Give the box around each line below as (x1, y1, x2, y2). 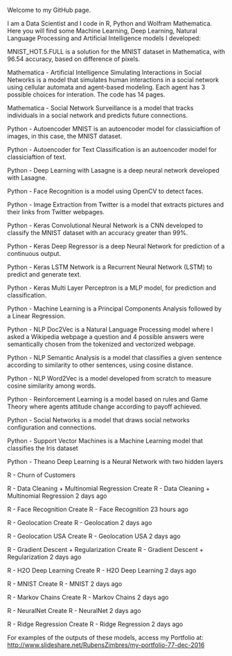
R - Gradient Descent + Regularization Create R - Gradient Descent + (7, 546, 204, 553)
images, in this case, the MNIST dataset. (7, 132, 123, 140)
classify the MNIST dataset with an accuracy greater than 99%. (7, 229, 188, 236)
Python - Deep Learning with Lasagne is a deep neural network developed (7, 166, 220, 174)
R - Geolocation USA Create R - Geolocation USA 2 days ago (7, 532, 181, 540)
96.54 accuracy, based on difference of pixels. (7, 55, 141, 63)
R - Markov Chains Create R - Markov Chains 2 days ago (7, 593, 169, 601)
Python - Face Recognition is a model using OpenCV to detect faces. (7, 187, 204, 195)
